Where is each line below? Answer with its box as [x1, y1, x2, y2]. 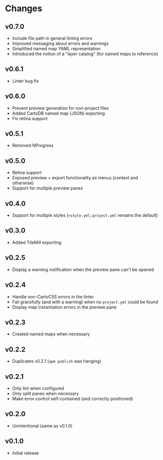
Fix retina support [12, 115, 48, 121]
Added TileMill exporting [12, 239, 62, 245]
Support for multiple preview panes [12, 185, 83, 191]
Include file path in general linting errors [12, 35, 92, 41]
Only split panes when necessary [12, 390, 79, 396]
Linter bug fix [12, 78, 39, 84]
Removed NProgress [12, 143, 54, 148]
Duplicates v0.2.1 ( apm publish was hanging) [12, 358, 101, 364]
